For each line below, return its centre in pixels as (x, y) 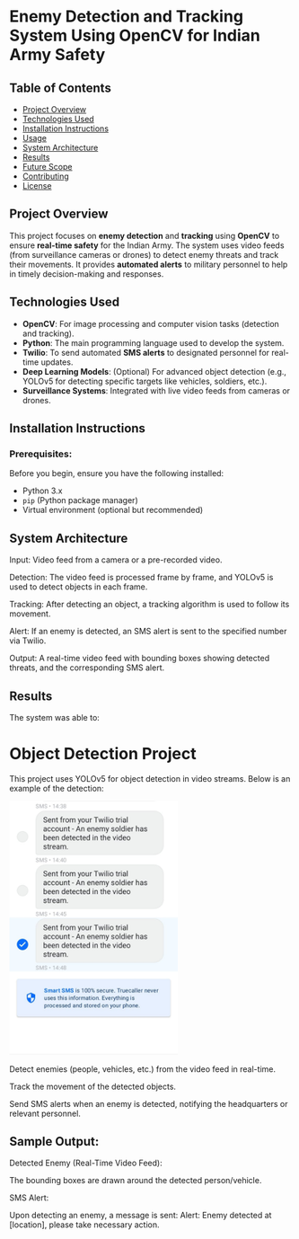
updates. (57, 362)
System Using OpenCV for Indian (135, 35)
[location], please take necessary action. (84, 1225)
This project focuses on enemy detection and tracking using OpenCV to (145, 235)
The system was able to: (55, 717)
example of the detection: (57, 788)
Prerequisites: (41, 454)
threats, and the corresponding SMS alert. (87, 668)
